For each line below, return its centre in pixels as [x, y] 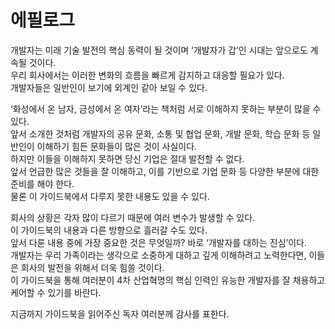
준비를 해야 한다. [42, 183]
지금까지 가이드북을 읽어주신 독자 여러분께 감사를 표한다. [120, 313]
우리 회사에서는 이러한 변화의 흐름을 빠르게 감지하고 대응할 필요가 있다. [147, 75]
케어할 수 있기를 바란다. [56, 292]
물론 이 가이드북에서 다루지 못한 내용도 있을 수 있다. [110, 196]
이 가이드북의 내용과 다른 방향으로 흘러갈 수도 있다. [109, 230]
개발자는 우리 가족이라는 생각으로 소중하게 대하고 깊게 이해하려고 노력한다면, [158, 255]
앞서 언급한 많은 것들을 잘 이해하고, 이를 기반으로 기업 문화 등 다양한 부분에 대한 [165, 171]
